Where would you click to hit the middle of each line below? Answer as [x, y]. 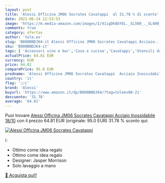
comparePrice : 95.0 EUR [29, 70]
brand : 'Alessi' [22, 88]
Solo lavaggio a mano [34, 166]
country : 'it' [20, 78]
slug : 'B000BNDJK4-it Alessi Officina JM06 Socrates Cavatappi [71, 42]
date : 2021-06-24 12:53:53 [33, 19]
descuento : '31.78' [25, 97]
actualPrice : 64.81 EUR [29, 55]
